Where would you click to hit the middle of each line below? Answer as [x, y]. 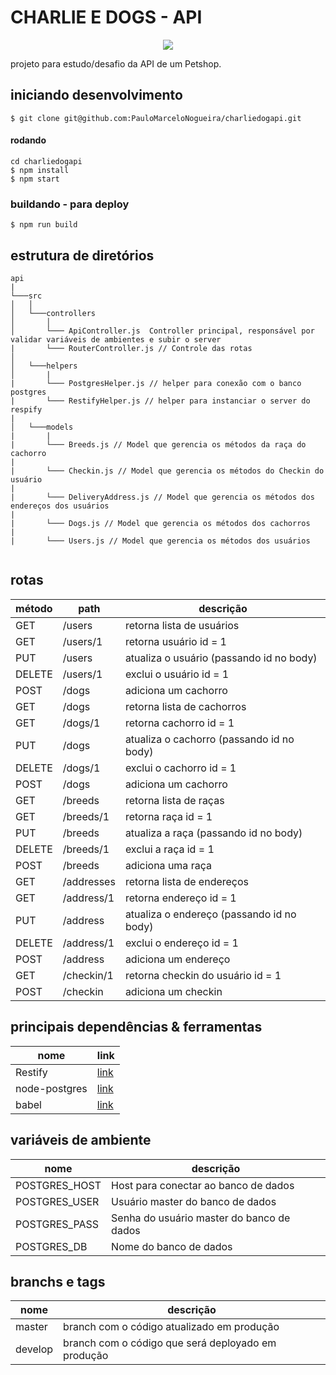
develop [34, 1349]
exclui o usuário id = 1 [177, 674]
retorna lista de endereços [187, 881]
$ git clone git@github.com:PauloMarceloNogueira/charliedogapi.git [156, 118]
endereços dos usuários [60, 506]
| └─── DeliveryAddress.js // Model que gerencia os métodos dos [162, 497]
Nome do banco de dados [172, 1246]
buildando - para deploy [70, 204]
